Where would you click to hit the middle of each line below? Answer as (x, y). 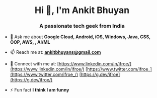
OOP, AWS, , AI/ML (30, 42)
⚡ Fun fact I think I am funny (40, 90)
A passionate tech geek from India (82, 26)
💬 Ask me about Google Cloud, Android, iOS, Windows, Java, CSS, (80, 37)
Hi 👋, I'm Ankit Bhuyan (82, 10)
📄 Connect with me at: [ (34, 64)
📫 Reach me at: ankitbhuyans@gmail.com (55, 52)
